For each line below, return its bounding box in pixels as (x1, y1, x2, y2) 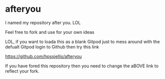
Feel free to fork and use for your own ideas (5, 29, 95, 35)
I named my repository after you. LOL (5, 20, 81, 26)
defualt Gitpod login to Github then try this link (5, 44, 99, 50)
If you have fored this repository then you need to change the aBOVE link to (5, 63, 159, 69)
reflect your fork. (5, 68, 40, 74)
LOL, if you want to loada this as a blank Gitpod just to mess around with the (5, 38, 160, 45)
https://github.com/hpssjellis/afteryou (5, 53, 82, 59)
